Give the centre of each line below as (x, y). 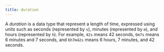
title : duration (22, 10)
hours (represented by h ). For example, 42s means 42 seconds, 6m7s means (82, 34)
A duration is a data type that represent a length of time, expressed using (80, 24)
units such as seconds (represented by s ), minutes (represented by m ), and (82, 29)
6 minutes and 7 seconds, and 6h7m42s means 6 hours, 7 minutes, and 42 (80, 40)
